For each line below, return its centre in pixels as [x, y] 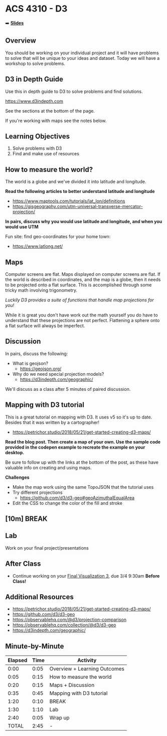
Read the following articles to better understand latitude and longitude [80, 191]
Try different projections [37, 492]
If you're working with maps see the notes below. [56, 121]
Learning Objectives [38, 136]
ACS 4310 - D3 [36, 9]
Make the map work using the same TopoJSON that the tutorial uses [83, 487]
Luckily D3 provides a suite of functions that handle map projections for [80, 300]
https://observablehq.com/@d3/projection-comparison [69, 620]
